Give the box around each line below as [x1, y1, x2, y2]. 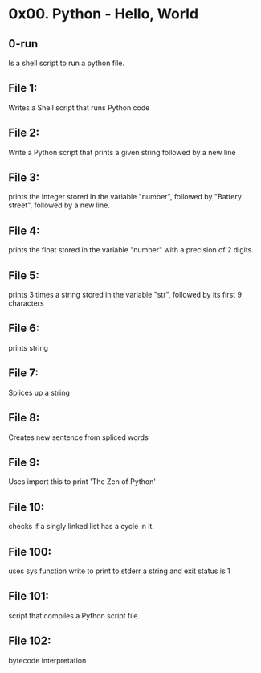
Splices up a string [8, 388, 71, 397]
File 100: [8, 544, 52, 559]
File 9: [8, 455, 40, 469]
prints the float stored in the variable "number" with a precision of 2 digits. [8, 245, 255, 255]
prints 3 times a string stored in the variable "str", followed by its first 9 [8, 290, 243, 300]
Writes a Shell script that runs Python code [8, 102, 150, 113]
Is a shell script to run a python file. [8, 58, 125, 68]
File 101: [8, 589, 50, 603]
